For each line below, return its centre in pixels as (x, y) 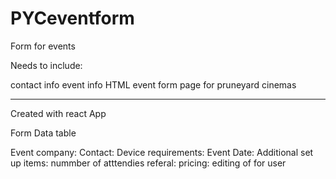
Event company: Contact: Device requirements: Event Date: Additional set (162, 152)
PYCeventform (72, 18)
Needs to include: (46, 65)
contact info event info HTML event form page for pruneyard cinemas (153, 84)
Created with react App (58, 113)
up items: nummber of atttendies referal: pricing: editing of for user (148, 163)
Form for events (43, 46)
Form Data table (43, 133)
